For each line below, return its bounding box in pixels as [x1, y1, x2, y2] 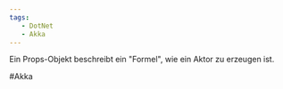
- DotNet [21, 21, 54, 30]
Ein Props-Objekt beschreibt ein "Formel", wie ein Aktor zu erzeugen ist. [9, 54, 275, 65]
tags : [9, 12, 29, 22]
